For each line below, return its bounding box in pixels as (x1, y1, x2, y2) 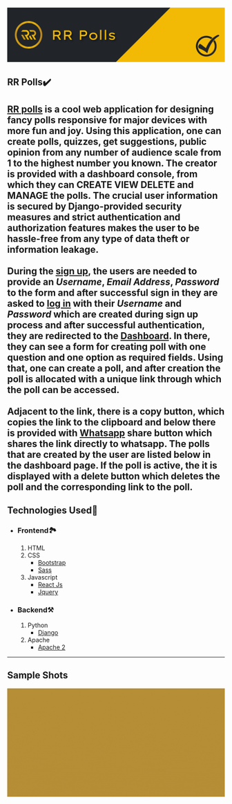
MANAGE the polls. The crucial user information (7, 189, 218, 201)
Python (27, 621, 48, 629)
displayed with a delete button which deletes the (7, 470, 221, 482)
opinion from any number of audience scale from (7, 146, 222, 158)
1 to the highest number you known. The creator (7, 157, 217, 169)
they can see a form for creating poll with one (7, 341, 206, 352)
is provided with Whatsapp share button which (7, 427, 213, 439)
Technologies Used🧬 (7, 505, 98, 517)
